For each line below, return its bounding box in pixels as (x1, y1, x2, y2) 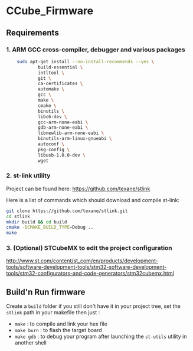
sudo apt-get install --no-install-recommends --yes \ (17, 58, 155, 64)
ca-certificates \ (37, 81, 83, 87)
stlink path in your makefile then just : (6, 309, 100, 316)
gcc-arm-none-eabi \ (37, 119, 89, 125)
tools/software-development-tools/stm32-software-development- (6, 264, 167, 271)
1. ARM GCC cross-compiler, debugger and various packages (6, 45, 185, 54)
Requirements (6, 28, 59, 38)
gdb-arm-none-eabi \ (37, 125, 89, 131)
